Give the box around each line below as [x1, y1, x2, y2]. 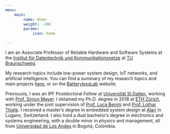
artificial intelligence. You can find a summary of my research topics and [5, 76, 157, 81]
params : [23, 26, 40, 31]
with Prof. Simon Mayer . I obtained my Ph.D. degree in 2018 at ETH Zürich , [5, 96, 161, 102]
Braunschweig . [5, 60, 37, 66]
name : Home [23, 17, 47, 22]
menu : [5, 7, 17, 13]
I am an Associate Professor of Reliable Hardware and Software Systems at [5, 49, 162, 55]
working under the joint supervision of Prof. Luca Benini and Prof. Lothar [5, 102, 156, 107]
